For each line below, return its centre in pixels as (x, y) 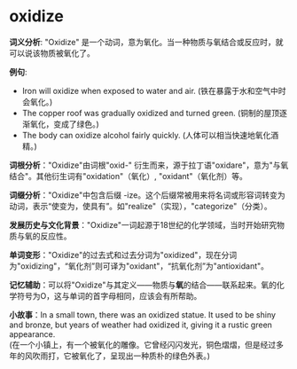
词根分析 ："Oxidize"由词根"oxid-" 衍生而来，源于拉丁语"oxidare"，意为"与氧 (149, 165)
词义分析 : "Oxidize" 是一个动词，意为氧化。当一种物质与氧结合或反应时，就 (146, 42)
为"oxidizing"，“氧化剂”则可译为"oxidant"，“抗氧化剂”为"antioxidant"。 (139, 266)
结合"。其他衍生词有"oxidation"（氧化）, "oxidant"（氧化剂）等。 (129, 176)
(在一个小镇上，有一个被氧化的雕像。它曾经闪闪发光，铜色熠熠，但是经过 (143, 344)
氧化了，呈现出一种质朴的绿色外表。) (145, 356)
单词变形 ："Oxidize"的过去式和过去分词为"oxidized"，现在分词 (123, 255)
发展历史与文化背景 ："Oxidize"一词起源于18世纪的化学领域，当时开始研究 (143, 224)
